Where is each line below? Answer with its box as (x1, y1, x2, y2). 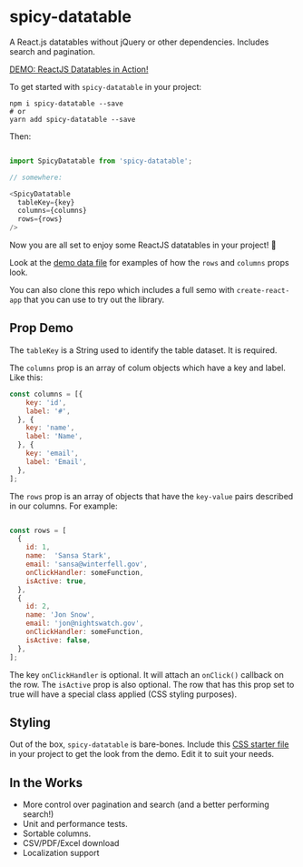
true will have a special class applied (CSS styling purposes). (9, 689, 238, 700)
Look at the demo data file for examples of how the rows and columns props (9, 257, 289, 268)
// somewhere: (9, 173, 64, 182)
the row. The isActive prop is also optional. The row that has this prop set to (9, 679, 295, 690)
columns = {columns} (17, 207, 88, 216)
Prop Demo (9, 320, 74, 336)
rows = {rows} (17, 215, 64, 224)
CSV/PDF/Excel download (22, 838, 120, 849)
